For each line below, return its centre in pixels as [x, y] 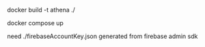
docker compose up [35, 23]
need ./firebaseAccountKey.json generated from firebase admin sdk [102, 36]
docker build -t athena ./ [41, 10]
